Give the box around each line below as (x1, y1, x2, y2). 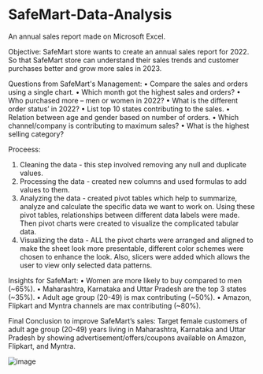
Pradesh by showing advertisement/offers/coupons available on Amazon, (8, 333, 246, 342)
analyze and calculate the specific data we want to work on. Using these (19, 201, 255, 211)
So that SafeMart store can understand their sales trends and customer (8, 55, 239, 65)
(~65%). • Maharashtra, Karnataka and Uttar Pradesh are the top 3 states (8, 284, 246, 294)
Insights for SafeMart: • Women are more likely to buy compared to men (8, 275, 243, 285)
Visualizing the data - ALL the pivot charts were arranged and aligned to (19, 235, 254, 245)
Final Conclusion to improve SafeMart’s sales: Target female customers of (8, 316, 248, 325)
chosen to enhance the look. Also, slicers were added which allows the (19, 252, 250, 261)
